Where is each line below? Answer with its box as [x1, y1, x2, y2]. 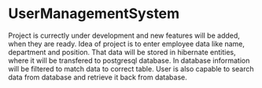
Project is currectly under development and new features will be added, [8, 31, 240, 40]
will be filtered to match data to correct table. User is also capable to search [8, 64, 254, 73]
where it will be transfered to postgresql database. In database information [8, 56, 250, 65]
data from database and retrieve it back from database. [8, 72, 187, 82]
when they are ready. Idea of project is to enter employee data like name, [8, 38, 245, 48]
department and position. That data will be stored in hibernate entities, [8, 47, 236, 57]
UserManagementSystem [8, 5, 180, 23]
